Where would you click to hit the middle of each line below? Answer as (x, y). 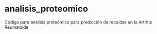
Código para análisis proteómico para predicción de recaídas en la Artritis (78, 22)
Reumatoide (17, 27)
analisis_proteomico (46, 9)
